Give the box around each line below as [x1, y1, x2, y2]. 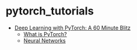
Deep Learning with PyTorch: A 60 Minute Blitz [14, 24, 131, 31]
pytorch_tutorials [5, 4, 94, 18]
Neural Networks [23, 37, 66, 44]
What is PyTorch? [23, 30, 67, 37]
